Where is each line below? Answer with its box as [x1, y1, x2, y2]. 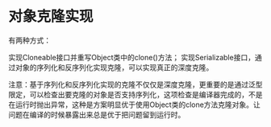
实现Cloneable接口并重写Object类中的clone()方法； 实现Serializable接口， [8, 52, 256, 62]
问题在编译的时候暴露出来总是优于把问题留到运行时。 [8, 109, 186, 119]
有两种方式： [8, 35, 51, 45]
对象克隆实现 [8, 7, 94, 26]
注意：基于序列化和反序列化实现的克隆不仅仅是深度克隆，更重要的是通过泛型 [8, 80, 263, 89]
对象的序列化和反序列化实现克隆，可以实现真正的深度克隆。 [15, 62, 214, 72]
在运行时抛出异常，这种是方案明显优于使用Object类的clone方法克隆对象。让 [8, 100, 261, 109]
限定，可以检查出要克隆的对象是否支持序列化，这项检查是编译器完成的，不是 [8, 89, 263, 99]
